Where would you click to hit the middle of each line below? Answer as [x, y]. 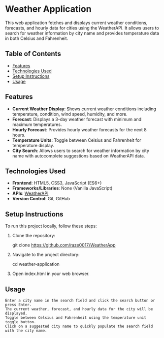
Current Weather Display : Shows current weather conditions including [84, 109]
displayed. [16, 313]
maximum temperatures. [37, 124]
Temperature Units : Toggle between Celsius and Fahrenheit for [77, 140]
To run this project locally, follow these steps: [51, 226]
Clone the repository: [34, 236]
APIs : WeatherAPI [30, 193]
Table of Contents [33, 54]
